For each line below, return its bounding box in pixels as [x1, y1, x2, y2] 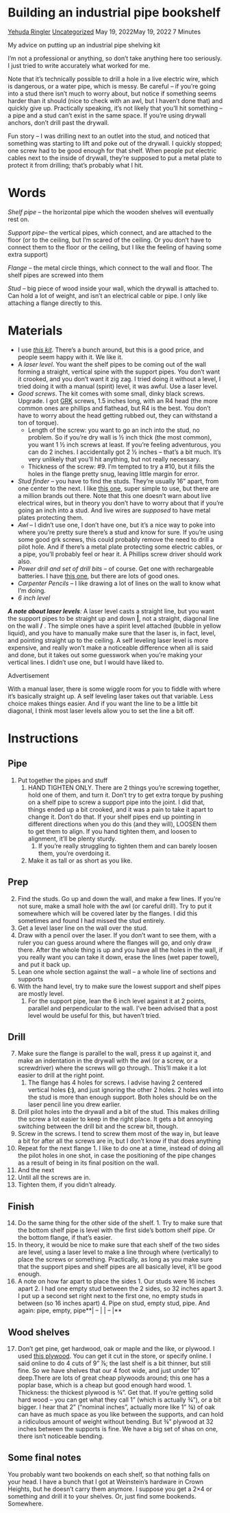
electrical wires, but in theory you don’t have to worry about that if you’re [17, 499, 225, 507]
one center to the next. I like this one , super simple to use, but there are [17, 484, 220, 492]
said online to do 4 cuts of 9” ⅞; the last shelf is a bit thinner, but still [17, 1359, 211, 1367]
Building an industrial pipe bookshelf [8, 5, 221, 21]
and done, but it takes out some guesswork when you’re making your [8, 650, 203, 659]
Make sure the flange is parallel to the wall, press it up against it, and [17, 1049, 212, 1058]
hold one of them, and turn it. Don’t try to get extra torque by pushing [27, 790, 223, 799]
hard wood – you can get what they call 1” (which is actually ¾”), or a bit [17, 1396, 221, 1404]
